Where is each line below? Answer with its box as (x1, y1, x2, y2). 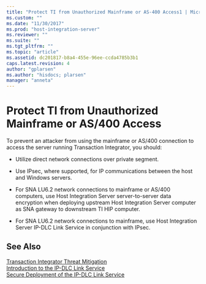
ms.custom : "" (6, 15, 43, 21)
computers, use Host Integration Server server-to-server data (15, 193, 172, 200)
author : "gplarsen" (6, 66, 56, 72)
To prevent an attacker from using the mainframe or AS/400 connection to (6, 137, 194, 145)
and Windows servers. (15, 174, 72, 182)
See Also (6, 242, 41, 252)
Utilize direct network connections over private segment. (15, 156, 159, 163)
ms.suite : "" (6, 37, 40, 44)
